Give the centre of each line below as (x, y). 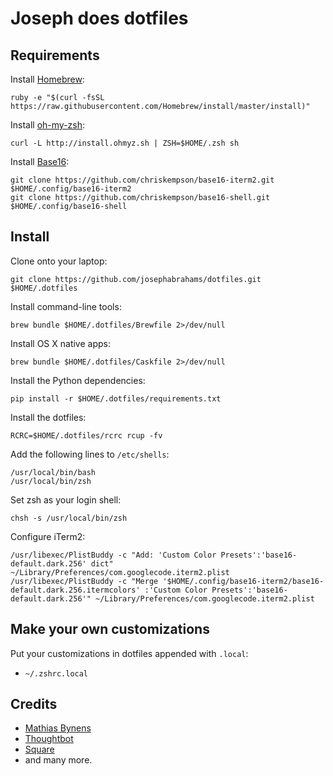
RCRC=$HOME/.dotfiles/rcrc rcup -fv (86, 435)
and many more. (58, 760)
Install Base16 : (40, 161)
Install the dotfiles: (48, 417)
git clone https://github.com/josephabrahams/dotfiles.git (136, 279)
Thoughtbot (49, 739)
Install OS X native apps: (60, 343)
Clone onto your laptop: (59, 261)
